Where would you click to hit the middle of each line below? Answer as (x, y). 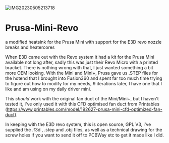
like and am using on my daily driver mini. (48, 89)
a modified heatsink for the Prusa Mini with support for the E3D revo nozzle (83, 42)
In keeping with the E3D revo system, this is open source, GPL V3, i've (78, 124)
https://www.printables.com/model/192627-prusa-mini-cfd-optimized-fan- (84, 109)
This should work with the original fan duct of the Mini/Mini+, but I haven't (82, 98)
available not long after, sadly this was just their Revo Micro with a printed (82, 62)
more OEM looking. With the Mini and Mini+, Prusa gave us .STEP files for (82, 73)
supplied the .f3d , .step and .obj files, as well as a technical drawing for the (84, 129)
